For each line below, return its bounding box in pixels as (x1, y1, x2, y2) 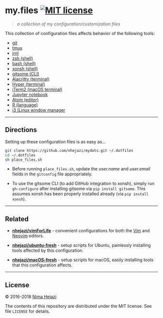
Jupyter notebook (12, 92, 48, 97)
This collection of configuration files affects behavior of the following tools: (5, 30, 155, 36)
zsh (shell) (12, 55, 33, 61)
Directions (5, 126, 37, 134)
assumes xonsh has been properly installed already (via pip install (12, 191, 149, 197)
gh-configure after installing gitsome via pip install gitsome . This (12, 186, 146, 192)
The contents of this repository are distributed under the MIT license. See (5, 303, 152, 309)
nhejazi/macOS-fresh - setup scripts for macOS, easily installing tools (12, 257, 154, 263)
